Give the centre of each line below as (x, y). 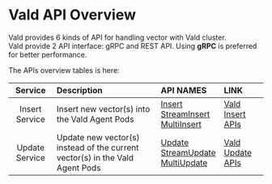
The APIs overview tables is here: (64, 70)
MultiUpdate (184, 162)
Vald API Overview (72, 15)
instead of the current (98, 148)
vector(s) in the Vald (95, 157)
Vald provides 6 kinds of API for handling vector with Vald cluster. (117, 37)
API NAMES (184, 90)
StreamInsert (185, 113)
